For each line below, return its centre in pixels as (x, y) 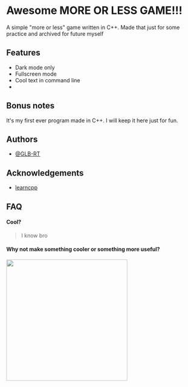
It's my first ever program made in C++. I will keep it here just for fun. (92, 120)
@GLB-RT (28, 154)
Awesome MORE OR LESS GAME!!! (94, 11)
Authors (22, 139)
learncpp (26, 188)
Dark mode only (35, 67)
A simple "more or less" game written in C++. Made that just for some (93, 27)
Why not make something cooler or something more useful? (83, 250)
